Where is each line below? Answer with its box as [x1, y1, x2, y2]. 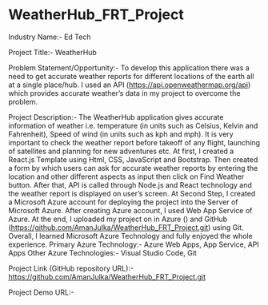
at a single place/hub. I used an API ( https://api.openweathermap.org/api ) [8, 80, 251, 89]
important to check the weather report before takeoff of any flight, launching [8, 137, 261, 147]
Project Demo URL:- [8, 287, 74, 297]
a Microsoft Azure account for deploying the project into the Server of [8, 197, 238, 207]
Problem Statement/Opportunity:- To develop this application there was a [8, 62, 250, 73]
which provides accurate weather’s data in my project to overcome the [8, 88, 241, 97]
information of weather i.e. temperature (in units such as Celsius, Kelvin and [8, 121, 258, 130]
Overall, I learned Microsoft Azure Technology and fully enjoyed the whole [8, 231, 254, 240]
